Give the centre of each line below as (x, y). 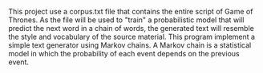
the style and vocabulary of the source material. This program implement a (131, 36)
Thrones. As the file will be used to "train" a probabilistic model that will (126, 20)
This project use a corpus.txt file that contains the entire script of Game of (131, 12)
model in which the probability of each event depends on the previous (124, 54)
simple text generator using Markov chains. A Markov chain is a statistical (130, 45)
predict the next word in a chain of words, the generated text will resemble (131, 28)
